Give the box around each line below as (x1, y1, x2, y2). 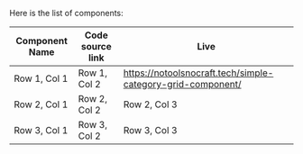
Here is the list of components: (9, 8, 124, 18)
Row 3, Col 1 (14, 124, 69, 136)
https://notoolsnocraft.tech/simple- (123, 67, 274, 79)
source (80, 41, 112, 52)
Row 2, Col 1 (14, 98, 69, 111)
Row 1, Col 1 (14, 72, 69, 85)
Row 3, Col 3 (123, 124, 178, 136)
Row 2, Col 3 (123, 98, 178, 111)
